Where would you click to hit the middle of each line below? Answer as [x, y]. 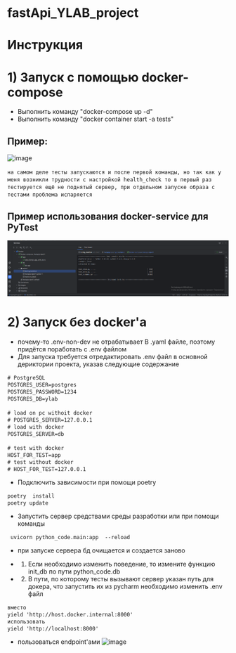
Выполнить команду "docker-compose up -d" [85, 112]
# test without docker [40, 462]
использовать [26, 621]
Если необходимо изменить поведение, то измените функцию [122, 564]
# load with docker [36, 427]
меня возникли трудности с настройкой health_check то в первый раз [110, 180]
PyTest [23, 227]
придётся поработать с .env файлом [72, 349]
